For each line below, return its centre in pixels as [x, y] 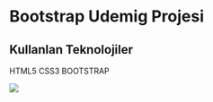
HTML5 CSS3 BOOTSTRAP [59, 71]
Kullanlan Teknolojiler [71, 50]
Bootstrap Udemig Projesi [107, 17]
